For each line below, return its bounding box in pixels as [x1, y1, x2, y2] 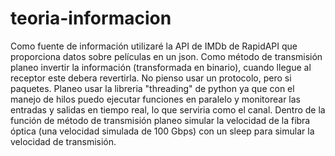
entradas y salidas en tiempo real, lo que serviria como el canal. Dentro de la [10, 103, 326, 116]
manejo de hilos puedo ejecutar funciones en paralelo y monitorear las [10, 93, 301, 105]
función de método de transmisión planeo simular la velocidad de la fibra [10, 114, 311, 126]
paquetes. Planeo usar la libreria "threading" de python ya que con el [10, 82, 295, 94]
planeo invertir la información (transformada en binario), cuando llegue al [10, 61, 312, 73]
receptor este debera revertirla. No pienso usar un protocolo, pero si [10, 72, 292, 84]
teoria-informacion [10, 7, 172, 30]
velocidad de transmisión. [10, 135, 117, 147]
